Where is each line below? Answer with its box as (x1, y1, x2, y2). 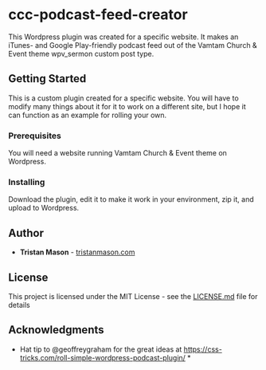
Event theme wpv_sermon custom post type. (8, 49, 155, 58)
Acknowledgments (8, 323, 105, 337)
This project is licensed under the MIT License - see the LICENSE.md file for (8, 291, 258, 301)
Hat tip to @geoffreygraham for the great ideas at (19, 344, 182, 354)
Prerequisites (8, 130, 61, 141)
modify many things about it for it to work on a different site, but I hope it (8, 101, 246, 111)
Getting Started (8, 72, 87, 85)
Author (8, 226, 44, 240)
